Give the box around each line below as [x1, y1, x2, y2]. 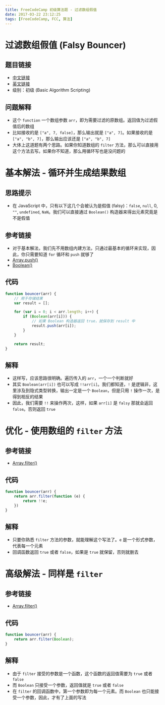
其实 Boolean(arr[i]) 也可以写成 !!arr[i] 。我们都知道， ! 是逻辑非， [12, 382, 154, 387]
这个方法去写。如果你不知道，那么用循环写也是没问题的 [12, 148, 125, 154]
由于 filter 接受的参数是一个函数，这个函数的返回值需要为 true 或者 [12, 670, 153, 676]
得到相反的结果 [12, 394, 43, 400]
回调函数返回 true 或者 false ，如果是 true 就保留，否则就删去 [12, 549, 139, 555]
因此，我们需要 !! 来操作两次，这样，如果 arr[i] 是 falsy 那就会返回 [12, 400, 153, 406]
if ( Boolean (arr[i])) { [23, 314, 72, 319]
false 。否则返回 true [12, 406, 56, 412]
